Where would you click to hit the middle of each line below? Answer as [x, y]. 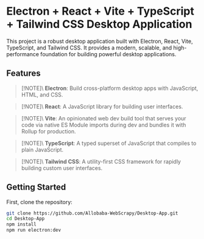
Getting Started [36, 187]
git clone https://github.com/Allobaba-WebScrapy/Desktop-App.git [92, 213]
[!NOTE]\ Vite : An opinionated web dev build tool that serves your [104, 118]
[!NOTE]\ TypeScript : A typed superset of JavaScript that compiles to [109, 143]
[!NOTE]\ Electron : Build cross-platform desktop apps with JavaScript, [110, 88]
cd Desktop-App [26, 219]
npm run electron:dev [34, 230]
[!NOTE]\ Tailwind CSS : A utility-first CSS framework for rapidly [101, 161]
